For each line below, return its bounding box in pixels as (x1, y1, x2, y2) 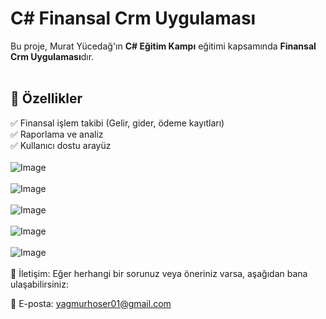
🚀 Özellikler (10, 90, 83, 107)
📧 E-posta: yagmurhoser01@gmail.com (10, 297, 172, 309)
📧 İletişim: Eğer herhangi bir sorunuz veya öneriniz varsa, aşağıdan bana (10, 267, 308, 279)
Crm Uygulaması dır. (10, 50, 95, 62)
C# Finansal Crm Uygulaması (10, 7, 257, 30)
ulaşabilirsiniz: (10, 278, 70, 290)
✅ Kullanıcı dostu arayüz (10, 139, 112, 151)
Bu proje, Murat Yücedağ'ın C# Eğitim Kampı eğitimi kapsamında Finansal (10, 40, 317, 52)
